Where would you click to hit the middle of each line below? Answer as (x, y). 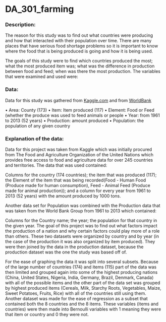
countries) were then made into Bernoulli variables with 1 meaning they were (83, 309)
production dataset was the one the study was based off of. (66, 252)
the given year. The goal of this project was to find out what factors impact (81, 226)
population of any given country (38, 126)
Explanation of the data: (34, 138)
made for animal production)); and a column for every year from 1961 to (78, 191)
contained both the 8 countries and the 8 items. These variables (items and (82, 304)
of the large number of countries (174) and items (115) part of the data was (81, 267)
